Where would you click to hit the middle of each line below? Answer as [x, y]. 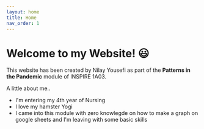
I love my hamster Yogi [44, 106]
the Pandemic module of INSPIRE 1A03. [56, 77]
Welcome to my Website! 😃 [78, 53]
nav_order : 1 [23, 23]
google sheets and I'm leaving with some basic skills [81, 120]
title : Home [21, 18]
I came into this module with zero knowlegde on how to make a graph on [107, 113]
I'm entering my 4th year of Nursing [60, 100]
